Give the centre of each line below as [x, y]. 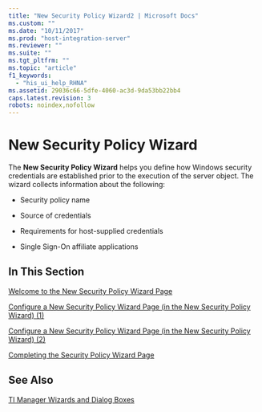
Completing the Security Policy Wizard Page [81, 355]
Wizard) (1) [26, 315]
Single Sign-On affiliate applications [79, 247]
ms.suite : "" [30, 53]
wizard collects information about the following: [87, 185]
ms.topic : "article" [43, 68]
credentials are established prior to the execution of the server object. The [131, 176]
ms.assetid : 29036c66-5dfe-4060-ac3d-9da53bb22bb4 [95, 90]
